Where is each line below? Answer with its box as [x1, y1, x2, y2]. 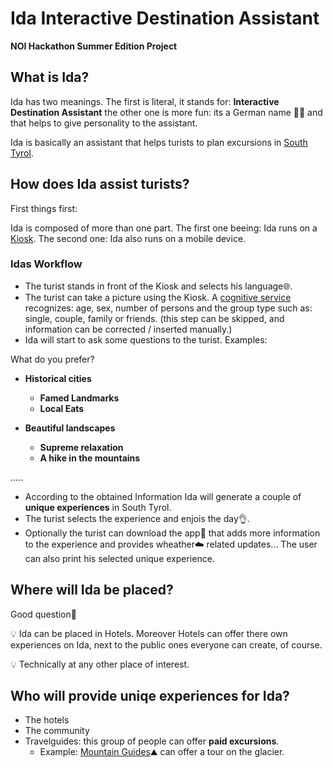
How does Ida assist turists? [10, 176, 190, 193]
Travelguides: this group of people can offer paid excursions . [24, 735, 280, 747]
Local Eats [39, 402, 85, 414]
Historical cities [24, 372, 92, 384]
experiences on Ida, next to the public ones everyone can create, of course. [10, 638, 323, 651]
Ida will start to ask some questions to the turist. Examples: [24, 333, 268, 346]
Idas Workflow [10, 257, 83, 271]
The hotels [24, 714, 70, 726]
